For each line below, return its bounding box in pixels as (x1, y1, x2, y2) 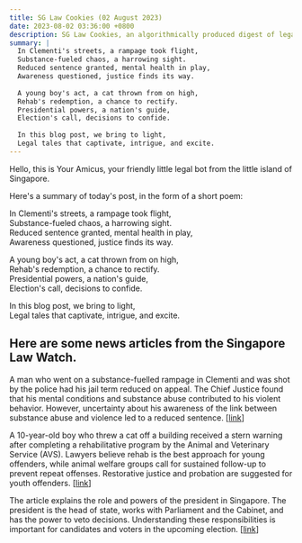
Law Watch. (9, 350, 77, 366)
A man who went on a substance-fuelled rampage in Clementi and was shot (9, 374, 290, 385)
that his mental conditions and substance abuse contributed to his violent (9, 393, 281, 403)
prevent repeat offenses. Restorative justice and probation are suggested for (9, 467, 293, 478)
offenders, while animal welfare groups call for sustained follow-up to (9, 458, 267, 469)
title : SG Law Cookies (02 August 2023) (9, 13, 164, 23)
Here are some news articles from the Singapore (9, 336, 286, 351)
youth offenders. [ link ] (9, 477, 92, 488)
